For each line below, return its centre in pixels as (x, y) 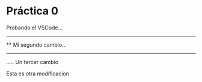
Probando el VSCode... (35, 28)
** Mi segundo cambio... (37, 45)
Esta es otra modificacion (38, 74)
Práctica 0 (32, 11)
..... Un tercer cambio (32, 62)
